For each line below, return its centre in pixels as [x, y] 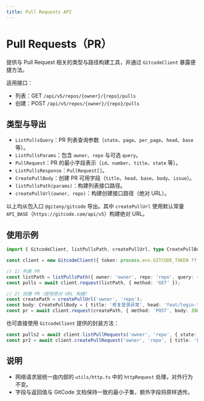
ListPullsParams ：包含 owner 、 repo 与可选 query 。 [78, 155]
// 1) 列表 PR [23, 271]
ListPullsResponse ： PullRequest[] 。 [61, 171]
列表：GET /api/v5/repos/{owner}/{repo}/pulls [76, 96]
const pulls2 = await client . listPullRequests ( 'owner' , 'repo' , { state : [102, 335]
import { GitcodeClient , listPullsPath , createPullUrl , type [85, 250]
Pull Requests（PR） [59, 44]
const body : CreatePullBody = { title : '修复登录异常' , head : [84, 305]
